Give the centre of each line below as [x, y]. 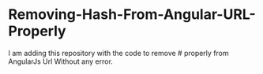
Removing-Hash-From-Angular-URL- [132, 15]
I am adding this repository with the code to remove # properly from [118, 53]
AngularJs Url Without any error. [60, 61]
